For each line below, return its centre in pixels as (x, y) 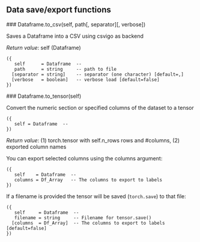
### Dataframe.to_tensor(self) (44, 96)
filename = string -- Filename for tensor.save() (83, 218)
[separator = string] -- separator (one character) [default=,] (98, 74)
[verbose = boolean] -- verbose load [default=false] (86, 80)
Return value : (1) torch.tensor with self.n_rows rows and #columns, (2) (93, 140)
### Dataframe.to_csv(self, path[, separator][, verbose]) (76, 24)
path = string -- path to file (65, 69)
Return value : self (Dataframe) (44, 47)
